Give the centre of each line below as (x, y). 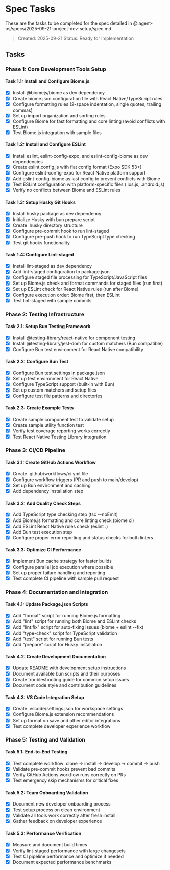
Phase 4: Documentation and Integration (57, 592)
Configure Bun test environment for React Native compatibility (78, 349)
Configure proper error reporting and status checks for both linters (83, 537)
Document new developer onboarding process (62, 804)
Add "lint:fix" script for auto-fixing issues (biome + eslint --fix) (78, 627)
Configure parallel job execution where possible (63, 567)
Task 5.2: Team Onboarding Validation (47, 792)
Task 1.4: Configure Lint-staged (40, 254)
